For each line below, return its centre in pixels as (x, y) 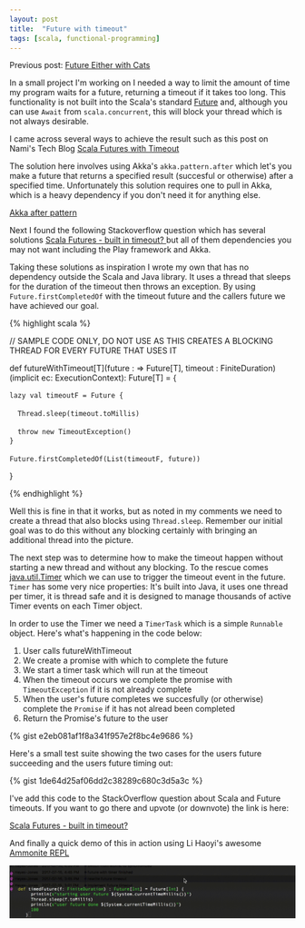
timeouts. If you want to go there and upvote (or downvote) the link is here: (149, 808)
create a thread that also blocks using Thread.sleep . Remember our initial (146, 521)
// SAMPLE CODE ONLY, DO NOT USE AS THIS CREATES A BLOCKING (142, 341)
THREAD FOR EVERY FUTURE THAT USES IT (93, 350)
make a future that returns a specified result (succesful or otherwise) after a (151, 176)
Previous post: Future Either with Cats (80, 65)
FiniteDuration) (248, 369)
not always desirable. (49, 122)
